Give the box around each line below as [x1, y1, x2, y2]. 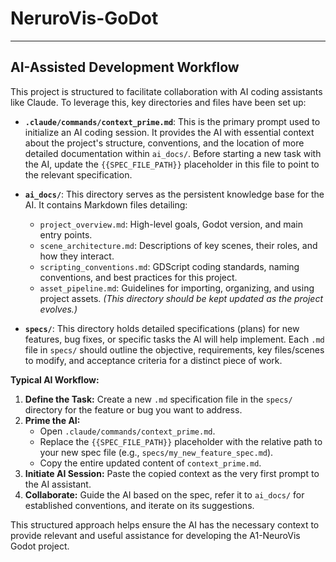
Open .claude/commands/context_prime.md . [39, 425, 216, 437]
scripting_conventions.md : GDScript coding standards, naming [39, 260, 300, 272]
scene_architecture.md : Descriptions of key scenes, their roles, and [39, 239, 318, 251]
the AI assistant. [24, 478, 92, 490]
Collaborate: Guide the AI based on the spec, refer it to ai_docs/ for [24, 488, 305, 501]
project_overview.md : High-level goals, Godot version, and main [39, 218, 303, 230]
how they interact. [39, 250, 115, 262]
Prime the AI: [24, 414, 81, 426]
